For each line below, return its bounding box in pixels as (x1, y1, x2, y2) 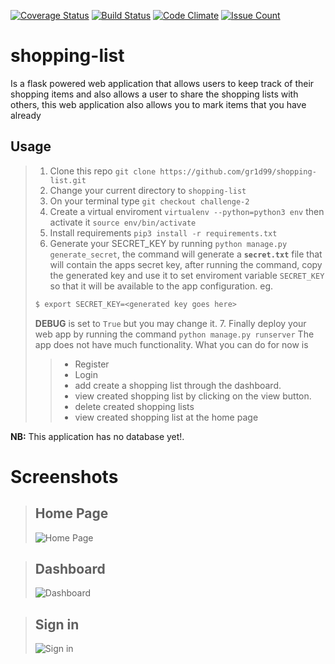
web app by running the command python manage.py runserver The (34, 328, 315, 340)
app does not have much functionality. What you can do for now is (34, 338, 309, 350)
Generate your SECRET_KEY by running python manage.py (49, 237, 288, 249)
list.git (49, 175, 87, 185)
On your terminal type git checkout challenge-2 (49, 195, 250, 207)
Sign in (34, 616, 80, 633)
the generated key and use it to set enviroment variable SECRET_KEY (49, 269, 325, 281)
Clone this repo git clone (49, 165, 157, 177)
